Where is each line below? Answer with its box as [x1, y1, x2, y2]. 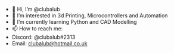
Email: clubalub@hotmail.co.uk [11, 40, 88, 47]
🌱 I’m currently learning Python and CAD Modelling [11, 18, 137, 25]
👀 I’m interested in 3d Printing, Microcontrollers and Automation [11, 12, 168, 19]
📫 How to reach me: [11, 25, 63, 32]
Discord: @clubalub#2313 [11, 33, 76, 40]
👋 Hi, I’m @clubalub [11, 6, 61, 13]
